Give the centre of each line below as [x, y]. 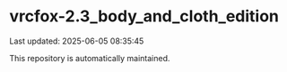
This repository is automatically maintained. [90, 58]
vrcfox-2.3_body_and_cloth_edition [144, 16]
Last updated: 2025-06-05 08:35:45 [77, 41]
